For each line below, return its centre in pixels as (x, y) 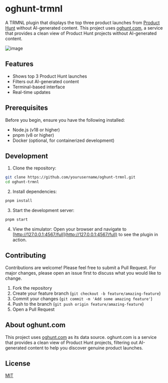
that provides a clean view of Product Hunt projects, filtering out (71, 342)
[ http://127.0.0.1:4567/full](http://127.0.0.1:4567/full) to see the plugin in (85, 234)
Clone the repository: (34, 168)
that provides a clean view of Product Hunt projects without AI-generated (81, 33)
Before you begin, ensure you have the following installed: (65, 120)
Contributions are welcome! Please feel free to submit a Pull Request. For (81, 267)
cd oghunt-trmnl (22, 182)
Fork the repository (32, 288)
